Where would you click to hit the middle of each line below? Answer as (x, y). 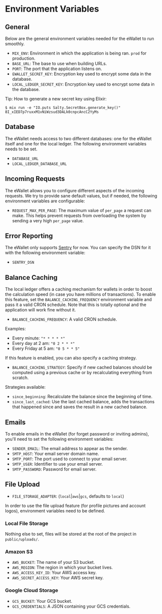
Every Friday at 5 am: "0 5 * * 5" (46, 348)
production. (24, 58)
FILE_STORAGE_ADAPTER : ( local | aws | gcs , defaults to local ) (68, 496)
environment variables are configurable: (45, 201)
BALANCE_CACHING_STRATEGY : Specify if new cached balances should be (82, 367)
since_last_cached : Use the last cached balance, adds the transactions (83, 402)
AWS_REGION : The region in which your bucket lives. (62, 567)
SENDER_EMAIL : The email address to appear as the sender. (70, 449)
